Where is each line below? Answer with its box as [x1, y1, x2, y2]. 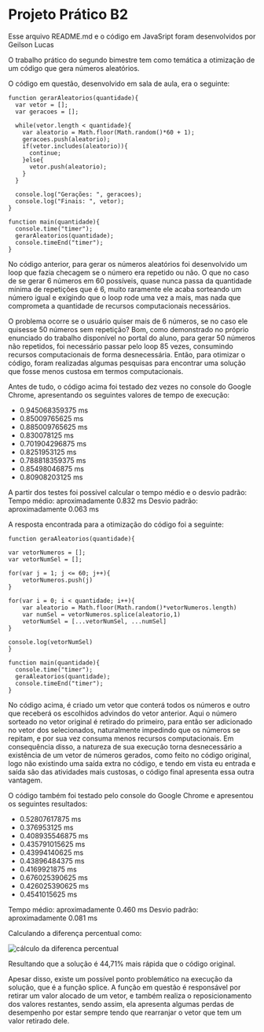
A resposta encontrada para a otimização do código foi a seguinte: [8, 520, 224, 529]
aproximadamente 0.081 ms [8, 913, 98, 923]
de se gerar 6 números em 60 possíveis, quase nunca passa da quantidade [8, 276, 252, 285]
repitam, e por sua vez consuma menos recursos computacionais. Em [8, 734, 234, 743]
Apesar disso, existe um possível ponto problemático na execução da [8, 974, 233, 983]
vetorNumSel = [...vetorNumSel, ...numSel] [22, 617, 167, 625]
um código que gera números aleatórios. [8, 63, 140, 72]
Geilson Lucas [8, 39, 54, 49]
